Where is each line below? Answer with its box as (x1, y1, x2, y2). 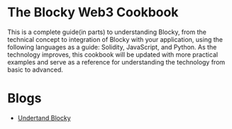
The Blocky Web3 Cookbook (7, 4, 179, 21)
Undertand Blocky (17, 113, 71, 122)
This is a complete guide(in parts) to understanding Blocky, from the (7, 28, 207, 36)
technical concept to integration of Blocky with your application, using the (7, 35, 223, 43)
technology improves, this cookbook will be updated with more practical (7, 50, 219, 59)
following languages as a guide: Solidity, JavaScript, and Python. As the (7, 43, 217, 51)
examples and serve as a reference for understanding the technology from (7, 57, 226, 66)
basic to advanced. (7, 65, 64, 74)
